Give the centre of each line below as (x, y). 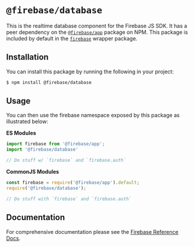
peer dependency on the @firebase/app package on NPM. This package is (97, 32)
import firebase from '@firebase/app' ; (56, 144)
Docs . (13, 238)
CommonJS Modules (33, 172)
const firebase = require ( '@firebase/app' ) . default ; (73, 183)
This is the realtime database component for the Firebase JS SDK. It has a (97, 26)
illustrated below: (27, 121)
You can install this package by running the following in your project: (90, 71)
